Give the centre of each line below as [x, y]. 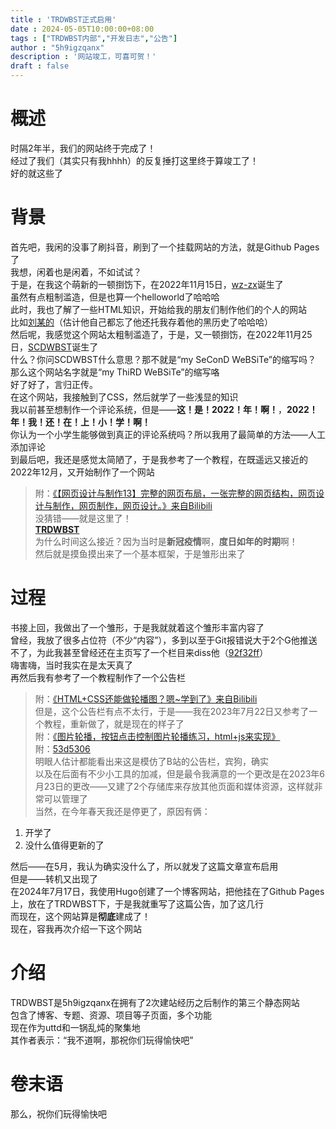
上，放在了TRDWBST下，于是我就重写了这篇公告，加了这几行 [137, 903]
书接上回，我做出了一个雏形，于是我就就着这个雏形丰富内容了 [137, 627]
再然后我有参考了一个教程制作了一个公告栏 [98, 677]
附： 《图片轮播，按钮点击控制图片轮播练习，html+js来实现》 [157, 736]
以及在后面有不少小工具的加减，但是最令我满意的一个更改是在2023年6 [180, 773]
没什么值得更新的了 [64, 845]
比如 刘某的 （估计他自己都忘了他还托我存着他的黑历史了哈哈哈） [141, 322]
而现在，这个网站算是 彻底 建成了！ [80, 916]
